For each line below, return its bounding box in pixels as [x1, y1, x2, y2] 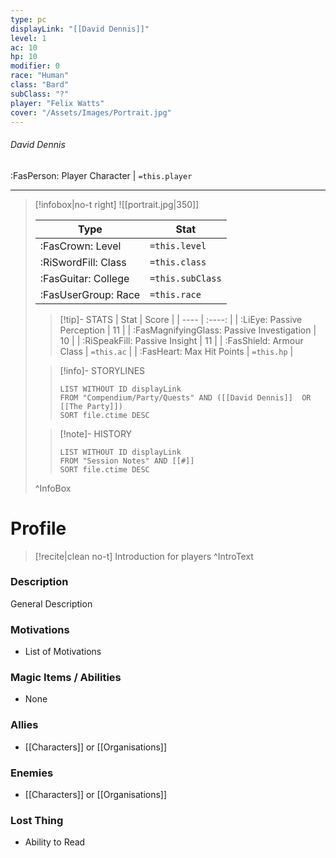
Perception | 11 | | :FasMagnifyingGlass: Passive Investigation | [59, 324, 317, 336]
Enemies [10, 766, 54, 780]
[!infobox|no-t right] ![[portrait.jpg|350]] [34, 198, 200, 210]
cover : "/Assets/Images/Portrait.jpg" [10, 107, 172, 118]
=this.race [149, 289, 202, 300]
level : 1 [10, 33, 47, 43]
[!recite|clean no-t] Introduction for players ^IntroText [34, 550, 254, 562]
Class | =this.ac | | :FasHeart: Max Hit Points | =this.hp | [59, 345, 294, 357]
